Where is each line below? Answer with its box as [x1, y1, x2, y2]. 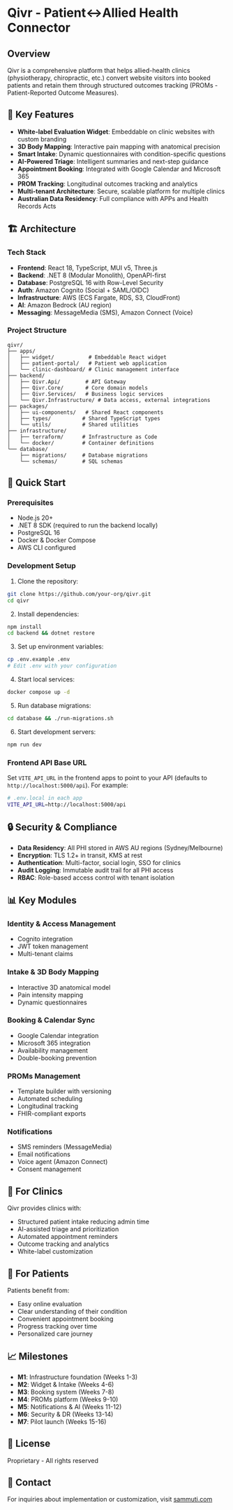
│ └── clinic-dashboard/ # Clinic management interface [7, 366, 179, 373]
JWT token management [17, 942, 89, 950]
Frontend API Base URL [7, 758, 87, 768]
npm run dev [7, 741, 42, 748]
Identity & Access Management [7, 919, 116, 929]
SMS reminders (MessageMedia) [17, 1143, 112, 1151]
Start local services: [17, 675, 75, 684]
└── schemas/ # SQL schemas [20, 457, 123, 465]
